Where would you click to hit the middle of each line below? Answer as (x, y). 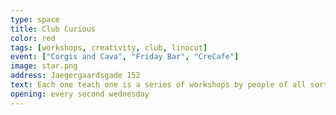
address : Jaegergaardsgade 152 (75, 76)
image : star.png (44, 66)
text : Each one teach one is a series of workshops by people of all (158, 85)
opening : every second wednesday (80, 94)
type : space (35, 19)
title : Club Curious (53, 29)
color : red (33, 38)
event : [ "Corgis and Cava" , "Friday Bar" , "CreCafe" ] (125, 57)
